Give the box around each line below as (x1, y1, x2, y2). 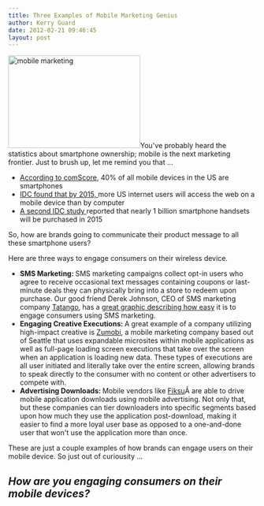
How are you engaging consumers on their (8, 474, 222, 488)
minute (19, 285, 43, 296)
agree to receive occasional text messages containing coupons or (19, 277, 234, 287)
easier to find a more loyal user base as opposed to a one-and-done (19, 419, 242, 430)
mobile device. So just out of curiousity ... (8, 452, 143, 461)
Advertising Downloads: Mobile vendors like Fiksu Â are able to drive (19, 386, 244, 396)
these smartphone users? (8, 238, 91, 248)
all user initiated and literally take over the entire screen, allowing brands (19, 361, 255, 370)
